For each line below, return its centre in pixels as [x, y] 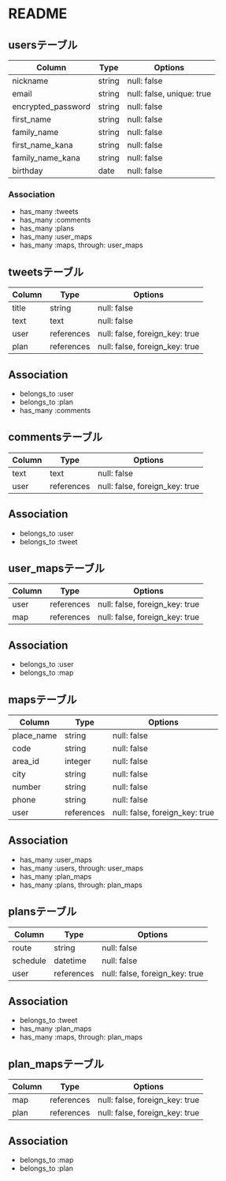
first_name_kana [43, 145]
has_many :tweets [49, 212]
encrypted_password [51, 106]
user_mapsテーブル [56, 568]
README [38, 14]
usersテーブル [43, 45]
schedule [29, 961]
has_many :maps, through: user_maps [81, 245]
